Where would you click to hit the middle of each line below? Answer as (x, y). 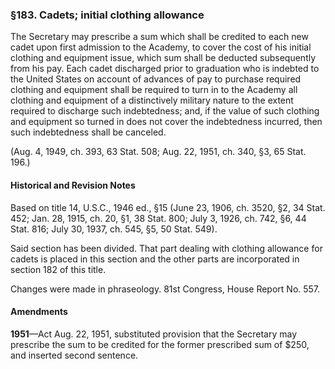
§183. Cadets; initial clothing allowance (107, 15)
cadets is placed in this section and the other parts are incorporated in (155, 259)
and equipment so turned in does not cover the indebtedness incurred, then (166, 122)
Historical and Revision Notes (73, 185)
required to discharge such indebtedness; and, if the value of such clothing (165, 111)
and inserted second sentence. (74, 355)
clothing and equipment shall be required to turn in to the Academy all (154, 90)
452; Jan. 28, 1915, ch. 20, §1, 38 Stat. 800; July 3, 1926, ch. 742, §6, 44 (158, 218)
